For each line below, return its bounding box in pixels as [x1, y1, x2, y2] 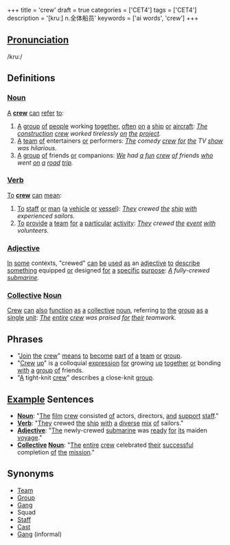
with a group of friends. [16, 367, 84, 375]
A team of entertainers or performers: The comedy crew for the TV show [16, 137, 223, 145]
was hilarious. [16, 143, 57, 152]
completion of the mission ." [16, 448, 95, 456]
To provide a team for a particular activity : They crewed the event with [16, 219, 216, 227]
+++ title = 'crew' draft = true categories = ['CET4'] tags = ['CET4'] [7, 6, 197, 14]
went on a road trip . [16, 158, 73, 167]
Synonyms [7, 468, 54, 480]
